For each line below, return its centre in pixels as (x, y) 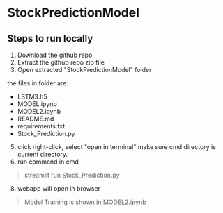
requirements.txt (41, 126)
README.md (36, 119)
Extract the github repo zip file (61, 62)
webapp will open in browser (59, 188)
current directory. (43, 154)
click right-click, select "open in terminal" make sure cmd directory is (116, 147)
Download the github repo (55, 55)
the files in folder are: (38, 83)
